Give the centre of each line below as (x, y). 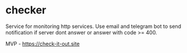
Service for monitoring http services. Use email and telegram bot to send (93, 26)
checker (26, 10)
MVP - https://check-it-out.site (42, 44)
